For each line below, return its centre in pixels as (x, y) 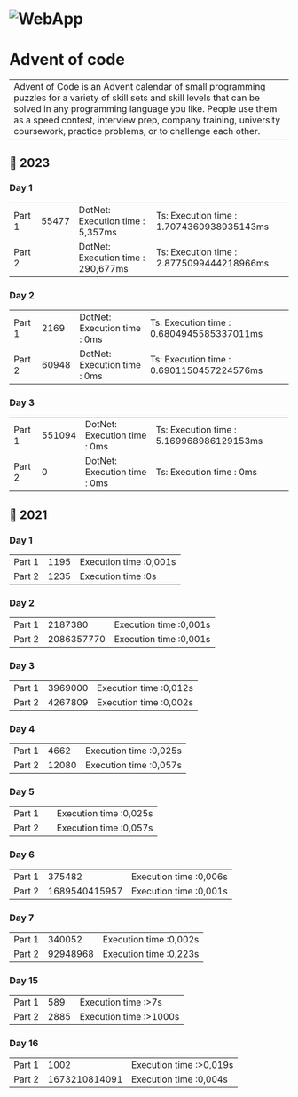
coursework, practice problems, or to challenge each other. (137, 131)
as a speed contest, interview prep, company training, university (147, 120)
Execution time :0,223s (151, 953)
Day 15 (24, 980)
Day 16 (24, 1044)
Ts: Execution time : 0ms (207, 473)
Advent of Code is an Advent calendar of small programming (140, 87)
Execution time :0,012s (145, 688)
